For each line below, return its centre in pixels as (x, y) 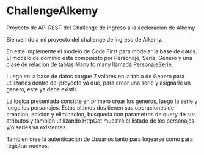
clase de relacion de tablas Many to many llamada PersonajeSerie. (90, 64)
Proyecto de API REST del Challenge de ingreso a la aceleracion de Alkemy (101, 28)
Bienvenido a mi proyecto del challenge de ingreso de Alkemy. (85, 39)
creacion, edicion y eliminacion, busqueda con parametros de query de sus (101, 114)
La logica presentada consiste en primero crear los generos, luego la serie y (102, 101)
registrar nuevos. (28, 145)
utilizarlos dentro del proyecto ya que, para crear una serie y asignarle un (99, 83)
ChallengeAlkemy (52, 11)
